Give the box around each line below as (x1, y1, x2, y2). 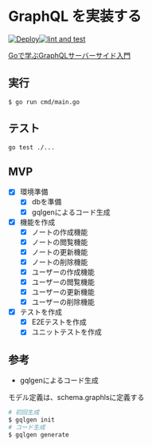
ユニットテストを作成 (31, 327, 102, 337)
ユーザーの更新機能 (31, 287, 95, 296)
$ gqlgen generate (8, 430, 69, 439)
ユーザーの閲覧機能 (31, 277, 95, 287)
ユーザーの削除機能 (31, 297, 95, 307)
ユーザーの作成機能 (31, 267, 95, 276)
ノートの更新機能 (31, 247, 88, 256)
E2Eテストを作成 (31, 317, 87, 327)
